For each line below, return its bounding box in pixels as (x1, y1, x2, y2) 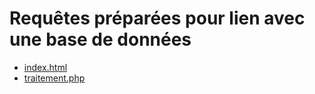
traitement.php (23, 72, 86, 84)
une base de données (9, 28, 192, 51)
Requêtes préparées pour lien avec (9, 7, 306, 30)
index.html (23, 61, 68, 73)
